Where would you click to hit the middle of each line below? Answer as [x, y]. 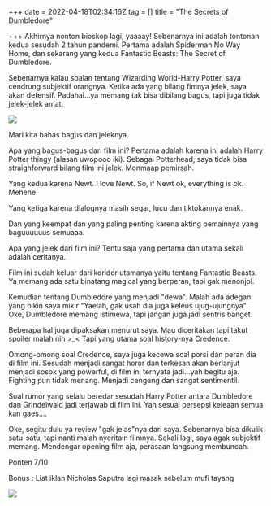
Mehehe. [23, 192]
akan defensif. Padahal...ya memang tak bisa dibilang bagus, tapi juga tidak [134, 95]
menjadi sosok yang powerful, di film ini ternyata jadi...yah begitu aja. [124, 372]
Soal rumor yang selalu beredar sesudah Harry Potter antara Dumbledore [131, 396]
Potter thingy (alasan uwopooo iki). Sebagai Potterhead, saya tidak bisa [128, 159]
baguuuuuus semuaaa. [47, 232]
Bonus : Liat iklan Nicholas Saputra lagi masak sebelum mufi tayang [121, 478]
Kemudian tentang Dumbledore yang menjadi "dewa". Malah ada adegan [130, 297]
